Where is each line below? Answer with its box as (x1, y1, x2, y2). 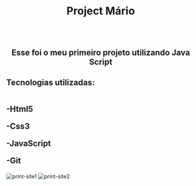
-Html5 (6, 103, 34, 114)
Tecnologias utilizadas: (6, 77, 95, 87)
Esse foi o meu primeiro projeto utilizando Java (11, 48, 191, 58)
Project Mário (66, 4, 135, 18)
